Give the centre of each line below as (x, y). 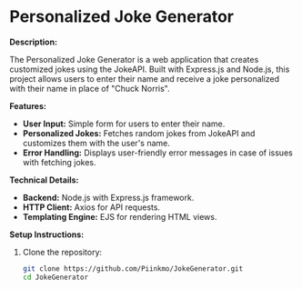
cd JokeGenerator (55, 277)
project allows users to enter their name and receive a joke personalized (145, 78)
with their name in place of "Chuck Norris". (90, 88)
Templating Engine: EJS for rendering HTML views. (120, 216)
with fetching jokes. (60, 162)
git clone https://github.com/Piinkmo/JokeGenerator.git (133, 269)
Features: (28, 105)
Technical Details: (44, 180)
